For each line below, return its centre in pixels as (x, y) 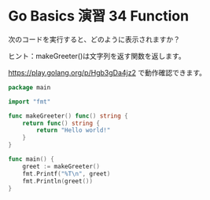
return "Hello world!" (74, 130)
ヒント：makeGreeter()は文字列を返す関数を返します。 (97, 56)
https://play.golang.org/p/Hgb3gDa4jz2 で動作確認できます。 (107, 72)
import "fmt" (29, 102)
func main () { (31, 159)
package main (29, 87)
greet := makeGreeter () (61, 166)
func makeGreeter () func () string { (68, 116)
